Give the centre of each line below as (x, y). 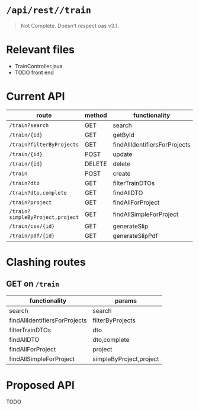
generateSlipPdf (135, 236)
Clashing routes (46, 262)
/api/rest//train (49, 10)
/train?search (29, 125)
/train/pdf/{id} (32, 236)
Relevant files (41, 50)
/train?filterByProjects (44, 144)
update (123, 154)
